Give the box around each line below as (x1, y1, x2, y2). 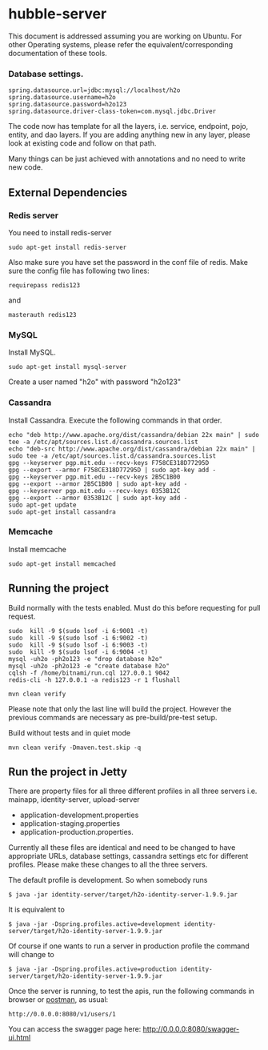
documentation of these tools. (8, 48, 108, 58)
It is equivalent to (8, 905, 66, 915)
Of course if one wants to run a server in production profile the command (8, 941, 250, 951)
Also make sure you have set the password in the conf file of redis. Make (8, 257, 249, 267)
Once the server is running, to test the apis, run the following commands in (8, 986, 254, 996)
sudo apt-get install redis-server (8, 243, 127, 251)
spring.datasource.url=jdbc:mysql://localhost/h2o (8, 86, 181, 94)
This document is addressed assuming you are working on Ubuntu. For (8, 31, 242, 41)
